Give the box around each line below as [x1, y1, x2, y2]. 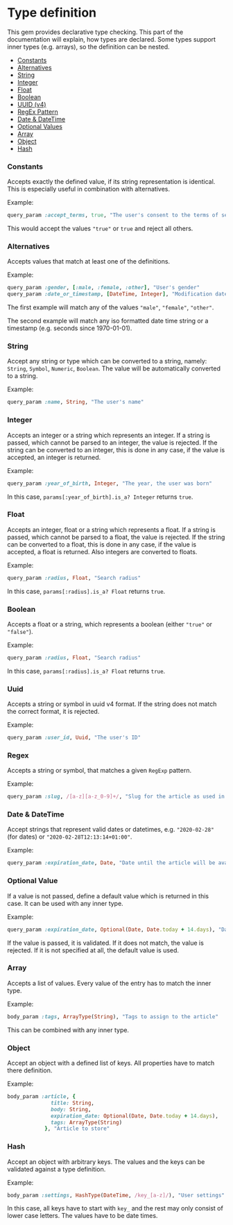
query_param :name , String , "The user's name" [7, 399, 144, 406]
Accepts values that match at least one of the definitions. [7, 257, 171, 266]
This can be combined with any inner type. [7, 1025, 130, 1034]
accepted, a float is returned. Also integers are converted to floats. [7, 547, 198, 556]
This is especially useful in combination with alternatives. [7, 185, 170, 194]
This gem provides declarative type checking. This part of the [7, 28, 184, 36]
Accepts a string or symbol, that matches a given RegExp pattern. [7, 766, 192, 775]
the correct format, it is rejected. [7, 708, 100, 716]
